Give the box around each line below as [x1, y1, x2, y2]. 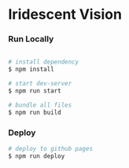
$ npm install [8, 65, 55, 74]
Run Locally [8, 34, 54, 45]
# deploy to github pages [8, 145, 93, 153]
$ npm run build [8, 108, 61, 116]
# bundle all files [8, 100, 72, 109]
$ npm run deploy [8, 152, 65, 160]
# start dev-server [8, 80, 72, 88]
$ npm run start [8, 87, 61, 95]
